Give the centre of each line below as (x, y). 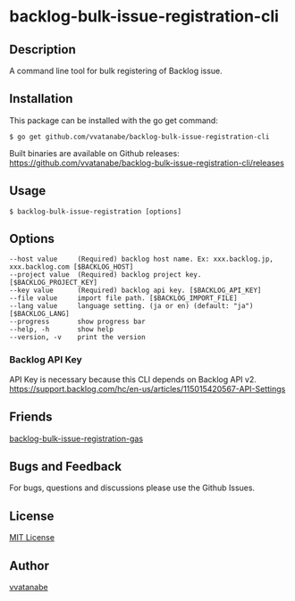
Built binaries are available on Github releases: (95, 153)
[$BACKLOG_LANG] (39, 314)
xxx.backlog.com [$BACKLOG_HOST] (72, 267)
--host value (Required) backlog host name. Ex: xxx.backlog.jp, (142, 259)
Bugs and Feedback (66, 466)
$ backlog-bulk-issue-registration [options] (95, 212)
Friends (31, 417)
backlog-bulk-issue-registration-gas (76, 438)
